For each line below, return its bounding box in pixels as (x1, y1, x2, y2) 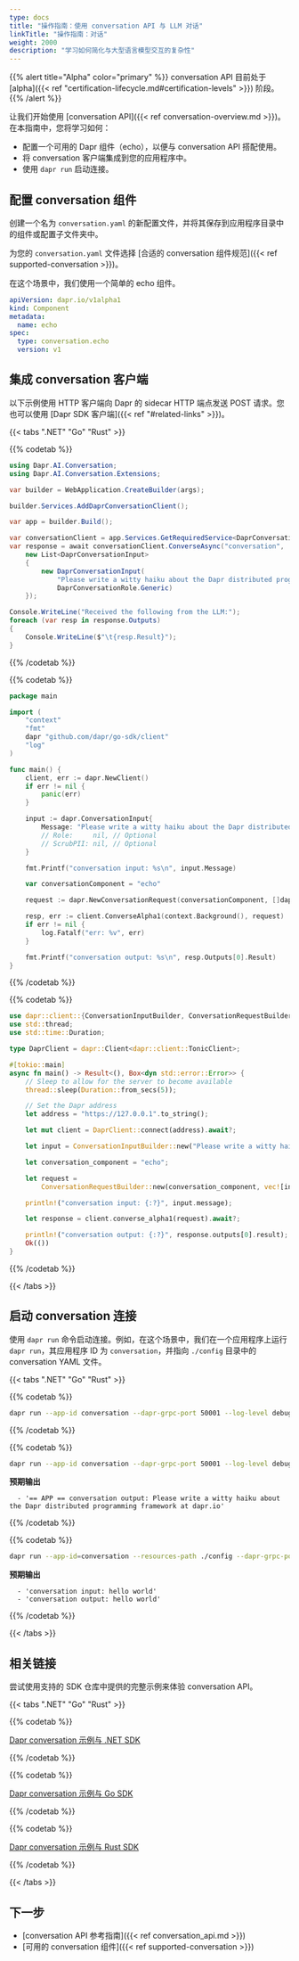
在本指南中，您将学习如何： (9, 122, 111, 134)
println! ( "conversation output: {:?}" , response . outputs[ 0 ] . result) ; (25, 1231, 289, 1240)
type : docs (9, 12, 50, 22)
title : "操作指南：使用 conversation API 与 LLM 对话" (9, 21, 204, 30)
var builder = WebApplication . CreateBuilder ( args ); (9, 485, 205, 495)
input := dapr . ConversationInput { (25, 815, 153, 824)
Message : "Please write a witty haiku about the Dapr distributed (41, 823, 293, 832)
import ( (9, 708, 42, 717)
